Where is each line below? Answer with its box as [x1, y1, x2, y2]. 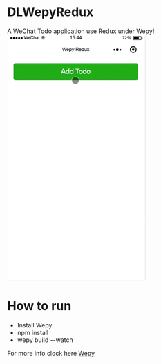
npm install [17, 328, 49, 336]
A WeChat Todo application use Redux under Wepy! [7, 27, 155, 35]
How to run [7, 298, 72, 314]
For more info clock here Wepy [7, 349, 95, 357]
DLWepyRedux [7, 4, 94, 20]
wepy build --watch [17, 336, 74, 344]
